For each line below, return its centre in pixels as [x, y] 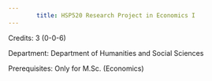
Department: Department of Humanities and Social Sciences [106, 53]
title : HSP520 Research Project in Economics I [116, 15]
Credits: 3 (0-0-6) [37, 38]
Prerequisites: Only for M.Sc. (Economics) [76, 68]
